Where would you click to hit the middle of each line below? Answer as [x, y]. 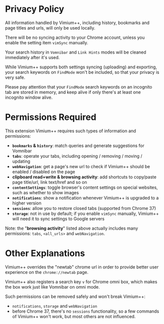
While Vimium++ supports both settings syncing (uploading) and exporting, [81, 67]
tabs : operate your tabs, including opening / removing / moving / [77, 156]
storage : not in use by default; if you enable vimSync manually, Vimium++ [85, 213]
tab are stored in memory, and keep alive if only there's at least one [73, 92]
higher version [27, 203]
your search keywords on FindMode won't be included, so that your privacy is [82, 72]
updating [21, 161]
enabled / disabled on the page [44, 172]
